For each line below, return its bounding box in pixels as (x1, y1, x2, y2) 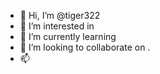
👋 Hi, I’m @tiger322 (19, 10, 101, 21)
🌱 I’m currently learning (19, 31, 117, 42)
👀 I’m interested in (19, 20, 95, 32)
